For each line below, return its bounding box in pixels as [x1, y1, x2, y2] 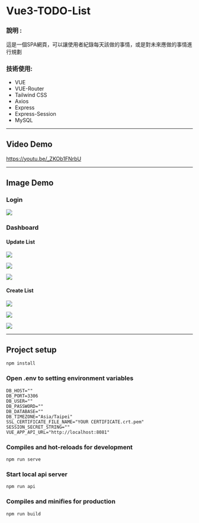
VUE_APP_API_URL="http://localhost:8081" [6, 429, 110, 435]
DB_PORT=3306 [6, 393, 38, 399]
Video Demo [6, 140, 53, 150]
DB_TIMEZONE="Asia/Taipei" [6, 414, 73, 420]
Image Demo [6, 177, 54, 188]
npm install [6, 360, 36, 366]
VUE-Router [14, 85, 44, 92]
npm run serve [6, 457, 41, 462]
